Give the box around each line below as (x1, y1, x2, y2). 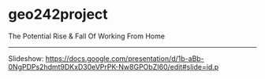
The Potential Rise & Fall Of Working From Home (8, 31, 166, 41)
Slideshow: (8, 53, 44, 63)
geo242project (8, 5, 108, 23)
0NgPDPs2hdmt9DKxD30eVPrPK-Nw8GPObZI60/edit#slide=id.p (8, 62, 219, 71)
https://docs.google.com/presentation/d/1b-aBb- (45, 53, 205, 63)
